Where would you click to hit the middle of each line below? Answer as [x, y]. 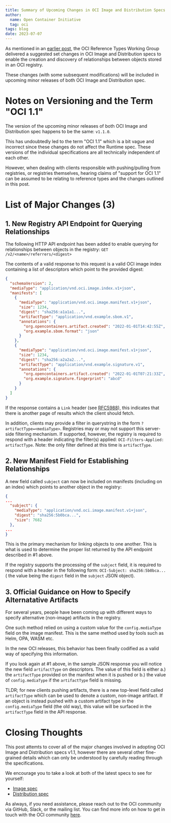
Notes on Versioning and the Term [79, 101]
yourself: [15, 779]
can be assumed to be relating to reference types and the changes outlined [84, 178]
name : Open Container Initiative [45, 19]
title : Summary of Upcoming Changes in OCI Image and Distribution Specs [86, 10]
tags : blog [17, 29]
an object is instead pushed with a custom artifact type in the [70, 701]
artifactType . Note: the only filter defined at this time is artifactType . [79, 445]
